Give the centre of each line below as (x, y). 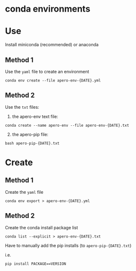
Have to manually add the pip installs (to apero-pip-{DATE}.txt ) (68, 245)
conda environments (48, 9)
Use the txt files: (22, 107)
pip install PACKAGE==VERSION (36, 264)
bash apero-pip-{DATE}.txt (32, 143)
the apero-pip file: (30, 134)
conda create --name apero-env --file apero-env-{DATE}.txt (67, 125)
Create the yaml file (24, 192)
